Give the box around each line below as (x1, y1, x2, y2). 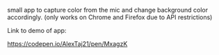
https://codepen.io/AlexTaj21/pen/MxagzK (7, 40, 128, 47)
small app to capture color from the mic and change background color (7, 6, 209, 14)
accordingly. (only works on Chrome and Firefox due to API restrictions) (7, 13, 213, 21)
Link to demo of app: (7, 27, 67, 34)
